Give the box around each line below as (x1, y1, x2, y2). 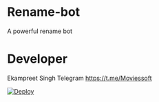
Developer (7, 51, 67, 67)
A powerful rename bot (7, 27, 73, 35)
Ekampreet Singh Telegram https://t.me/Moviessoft (7, 74, 152, 82)
